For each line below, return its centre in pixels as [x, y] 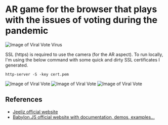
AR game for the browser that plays [81, 9]
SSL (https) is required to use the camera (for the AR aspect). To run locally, [84, 54]
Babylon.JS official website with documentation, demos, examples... [84, 117]
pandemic [27, 31]
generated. [17, 65]
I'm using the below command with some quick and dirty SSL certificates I [83, 59]
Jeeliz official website [35, 111]
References [24, 100]
